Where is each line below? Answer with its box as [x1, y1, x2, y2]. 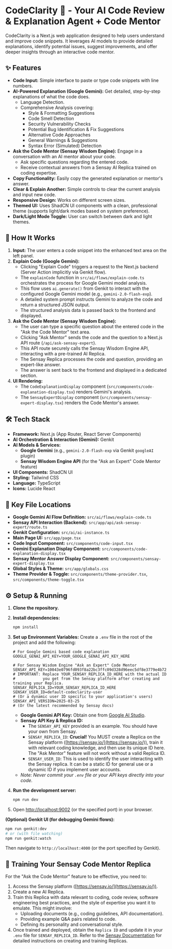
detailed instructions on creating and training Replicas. [12, 938, 128, 944]
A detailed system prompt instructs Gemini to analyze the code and [20, 296, 162, 302]
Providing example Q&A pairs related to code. [20, 916, 117, 922]
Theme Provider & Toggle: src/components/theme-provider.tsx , [12, 571, 148, 577]
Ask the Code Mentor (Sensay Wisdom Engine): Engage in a [12, 148, 142, 154]
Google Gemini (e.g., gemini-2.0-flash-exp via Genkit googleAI [20, 448, 154, 454]
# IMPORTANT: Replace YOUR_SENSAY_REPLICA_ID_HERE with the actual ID [12, 671, 167, 677]
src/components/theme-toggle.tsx [12, 577, 84, 583]
